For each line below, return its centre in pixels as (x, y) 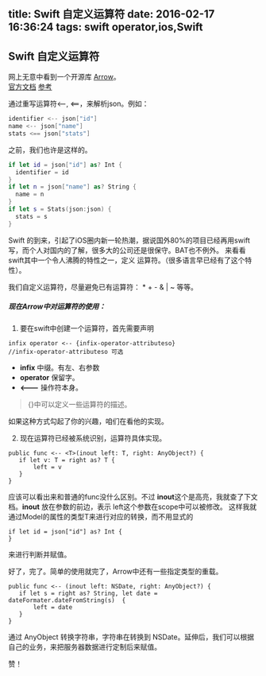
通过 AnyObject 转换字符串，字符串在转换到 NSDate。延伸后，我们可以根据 (131, 637)
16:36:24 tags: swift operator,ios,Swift (106, 27)
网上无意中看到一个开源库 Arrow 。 (64, 77)
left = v (47, 467)
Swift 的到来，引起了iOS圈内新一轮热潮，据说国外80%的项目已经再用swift (129, 240)
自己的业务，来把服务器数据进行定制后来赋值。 (85, 647)
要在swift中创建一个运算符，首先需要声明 (87, 328)
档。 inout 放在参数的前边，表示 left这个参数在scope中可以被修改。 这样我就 (133, 507)
